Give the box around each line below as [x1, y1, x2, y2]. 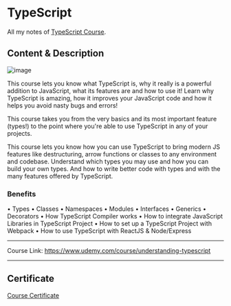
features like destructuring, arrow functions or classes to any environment [7, 150, 217, 158]
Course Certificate [7, 291, 60, 299]
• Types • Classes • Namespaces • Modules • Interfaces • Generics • [7, 205, 207, 213]
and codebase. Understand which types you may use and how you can [7, 157, 208, 165]
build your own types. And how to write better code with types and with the [7, 164, 221, 173]
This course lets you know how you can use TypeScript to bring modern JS [7, 143, 221, 151]
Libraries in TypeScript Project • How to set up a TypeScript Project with [7, 219, 212, 228]
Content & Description [7, 48, 104, 59]
